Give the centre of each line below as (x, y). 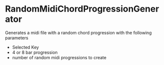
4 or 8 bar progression (35, 52)
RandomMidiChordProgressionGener (82, 9)
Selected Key (25, 47)
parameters (17, 38)
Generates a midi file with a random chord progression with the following (78, 32)
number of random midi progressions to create (59, 57)
